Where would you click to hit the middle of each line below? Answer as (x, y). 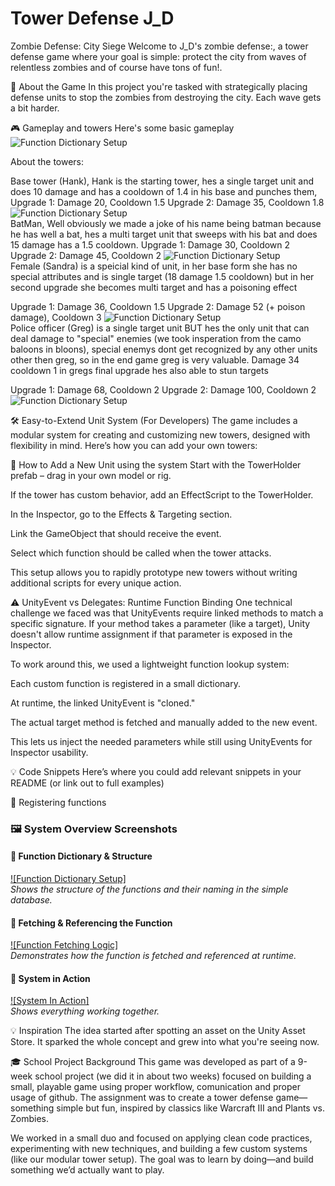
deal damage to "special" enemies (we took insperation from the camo (156, 338)
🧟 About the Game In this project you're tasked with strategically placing (159, 86)
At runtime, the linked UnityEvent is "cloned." (103, 703)
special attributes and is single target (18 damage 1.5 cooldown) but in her (162, 276)
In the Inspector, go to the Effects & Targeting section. (121, 514)
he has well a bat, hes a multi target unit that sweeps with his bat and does (164, 234)
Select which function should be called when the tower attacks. (141, 553)
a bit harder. (35, 108)
